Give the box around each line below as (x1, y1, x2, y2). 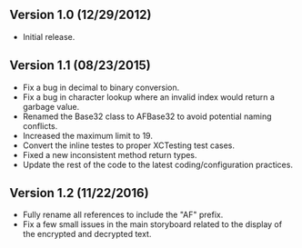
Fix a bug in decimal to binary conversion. (22, 82, 180, 93)
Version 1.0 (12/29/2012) (9, 7, 152, 23)
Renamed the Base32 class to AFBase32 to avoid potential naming (22, 111, 272, 122)
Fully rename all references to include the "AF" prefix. (22, 209, 224, 221)
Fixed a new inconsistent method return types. (22, 149, 197, 160)
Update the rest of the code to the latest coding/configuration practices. (22, 159, 294, 170)
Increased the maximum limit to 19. (22, 130, 153, 141)
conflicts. (22, 120, 58, 131)
